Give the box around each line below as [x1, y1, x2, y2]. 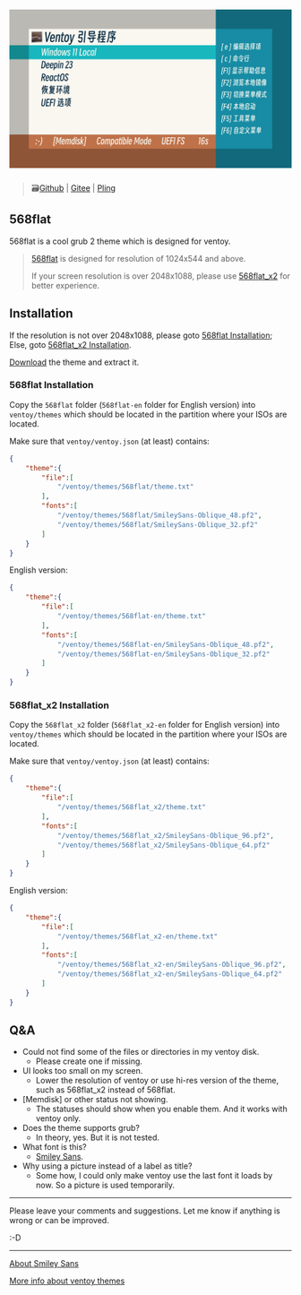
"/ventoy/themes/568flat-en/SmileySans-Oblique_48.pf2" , [56, 640, 275, 649]
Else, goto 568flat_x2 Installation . [9, 339, 132, 350]
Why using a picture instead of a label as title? [21, 1161, 193, 1171]
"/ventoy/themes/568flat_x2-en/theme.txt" [56, 932, 219, 941]
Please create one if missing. [35, 1056, 143, 1066]
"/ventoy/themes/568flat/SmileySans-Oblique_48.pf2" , [56, 511, 262, 520]
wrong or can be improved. [9, 1215, 109, 1226]
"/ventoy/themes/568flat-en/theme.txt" [56, 612, 206, 621]
